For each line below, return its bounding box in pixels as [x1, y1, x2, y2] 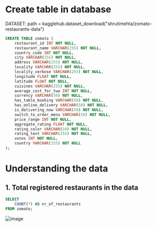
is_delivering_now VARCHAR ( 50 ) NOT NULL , [14, 108, 103, 113]
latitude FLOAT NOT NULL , [14, 78, 70, 84]
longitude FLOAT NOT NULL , [14, 74, 72, 79]
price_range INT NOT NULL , [14, 117, 72, 122]
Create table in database [5, 4, 111, 15]
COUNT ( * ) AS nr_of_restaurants [14, 201, 81, 207]
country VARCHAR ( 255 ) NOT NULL [14, 141, 81, 146]
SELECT [5, 196, 19, 202]
